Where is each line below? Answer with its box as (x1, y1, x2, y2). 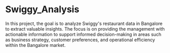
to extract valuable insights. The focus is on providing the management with (5, 25, 165, 32)
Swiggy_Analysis (5, 4, 80, 15)
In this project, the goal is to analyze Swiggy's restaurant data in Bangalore (5, 20, 163, 26)
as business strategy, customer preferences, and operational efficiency (5, 37, 155, 43)
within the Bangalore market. (5, 42, 66, 48)
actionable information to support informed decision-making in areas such (5, 31, 162, 37)
